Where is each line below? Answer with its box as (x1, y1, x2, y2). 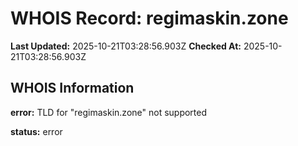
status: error (10, 125, 63, 137)
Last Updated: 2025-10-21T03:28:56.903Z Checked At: (10, 40, 242, 52)
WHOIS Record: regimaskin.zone (10, 7, 289, 30)
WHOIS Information (10, 80, 135, 97)
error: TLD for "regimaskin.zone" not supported (10, 106, 208, 118)
